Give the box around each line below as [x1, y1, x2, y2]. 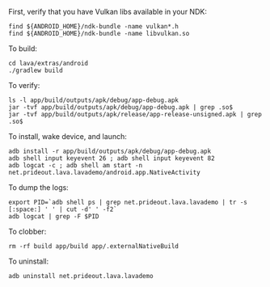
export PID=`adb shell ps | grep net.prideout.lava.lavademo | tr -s [8, 198, 248, 206]
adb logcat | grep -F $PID [8, 213, 99, 221]
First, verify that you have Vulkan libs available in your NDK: [8, 7, 208, 16]
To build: [8, 44, 38, 53]
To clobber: [8, 226, 47, 236]
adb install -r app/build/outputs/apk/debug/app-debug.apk [8, 147, 212, 155]
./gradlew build [8, 66, 63, 74]
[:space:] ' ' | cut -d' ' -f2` [8, 205, 117, 213]
